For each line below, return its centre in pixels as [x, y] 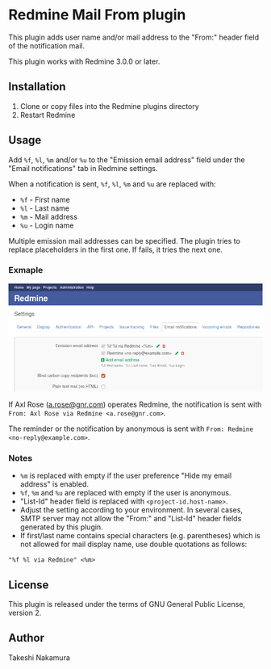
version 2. [25, 613]
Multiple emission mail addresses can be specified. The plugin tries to [124, 240]
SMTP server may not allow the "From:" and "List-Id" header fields [131, 519]
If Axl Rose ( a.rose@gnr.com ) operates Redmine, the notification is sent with [135, 404]
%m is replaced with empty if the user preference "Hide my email [126, 476]
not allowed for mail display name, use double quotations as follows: [133, 544]
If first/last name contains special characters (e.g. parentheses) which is [140, 536]
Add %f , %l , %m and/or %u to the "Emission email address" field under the [127, 160]
